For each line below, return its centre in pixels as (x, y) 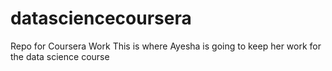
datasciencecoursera (101, 18)
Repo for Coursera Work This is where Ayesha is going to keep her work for (166, 46)
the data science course (60, 56)
